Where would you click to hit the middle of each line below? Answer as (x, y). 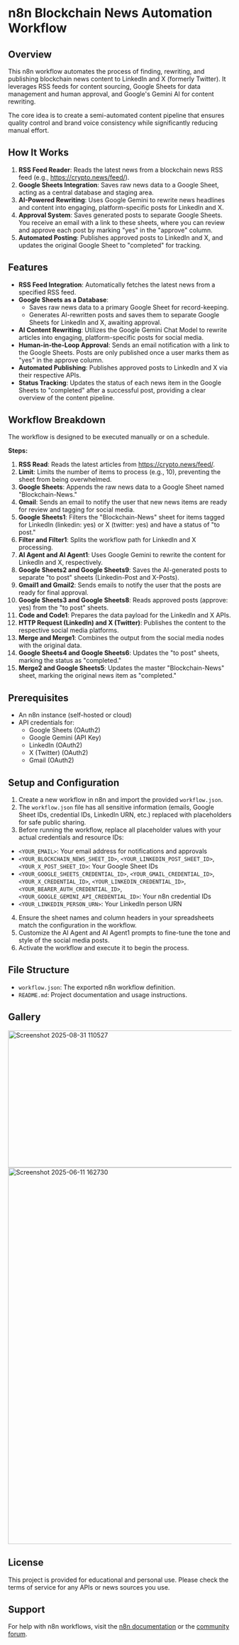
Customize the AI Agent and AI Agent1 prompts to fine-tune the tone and (124, 933)
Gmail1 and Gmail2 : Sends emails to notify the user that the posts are (120, 585)
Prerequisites (38, 698)
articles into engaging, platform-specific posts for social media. (111, 337)
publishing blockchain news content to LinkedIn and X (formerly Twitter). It (117, 79)
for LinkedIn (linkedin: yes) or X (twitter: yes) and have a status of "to (119, 525)
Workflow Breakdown (57, 420)
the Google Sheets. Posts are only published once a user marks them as (124, 352)
